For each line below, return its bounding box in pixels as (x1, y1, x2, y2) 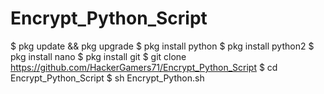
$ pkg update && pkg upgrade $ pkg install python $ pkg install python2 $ (10, 40, 315, 52)
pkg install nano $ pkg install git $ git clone (10, 50, 187, 62)
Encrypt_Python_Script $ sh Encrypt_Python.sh (10, 72, 205, 84)
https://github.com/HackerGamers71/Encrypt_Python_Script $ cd (10, 61, 278, 73)
